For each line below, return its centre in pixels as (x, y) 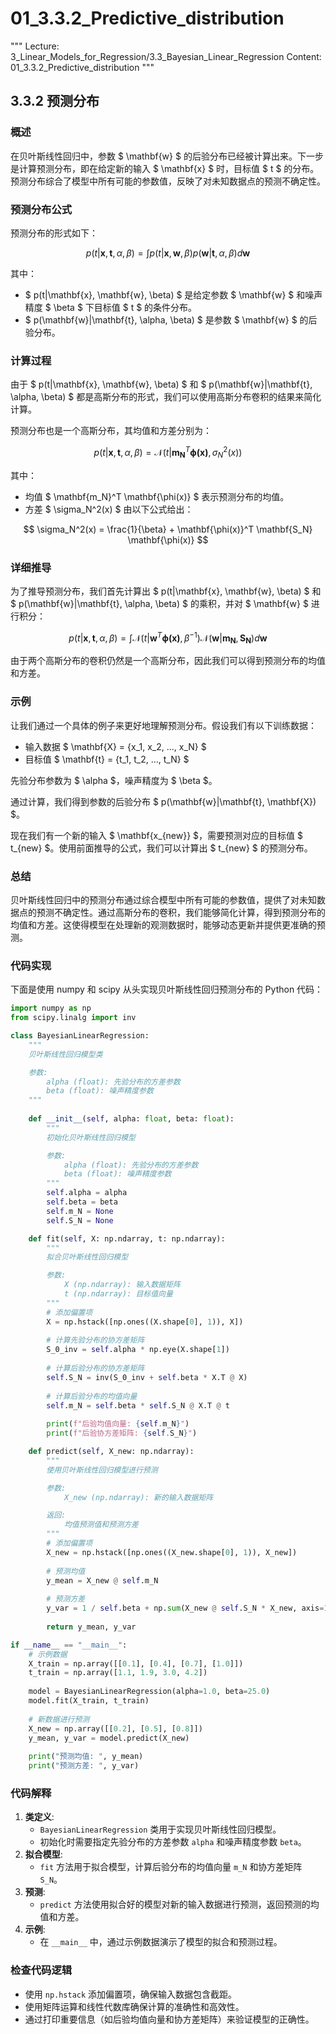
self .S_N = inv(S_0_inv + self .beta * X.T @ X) (147, 1377)
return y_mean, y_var (91, 1627)
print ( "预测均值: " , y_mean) (86, 1757)
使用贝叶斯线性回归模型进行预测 (102, 1470)
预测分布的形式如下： (54, 233)
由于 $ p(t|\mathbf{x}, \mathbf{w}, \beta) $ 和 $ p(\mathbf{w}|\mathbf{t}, (161, 384)
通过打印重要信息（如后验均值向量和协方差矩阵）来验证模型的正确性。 (169, 2019)
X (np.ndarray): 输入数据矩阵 (122, 1285)
